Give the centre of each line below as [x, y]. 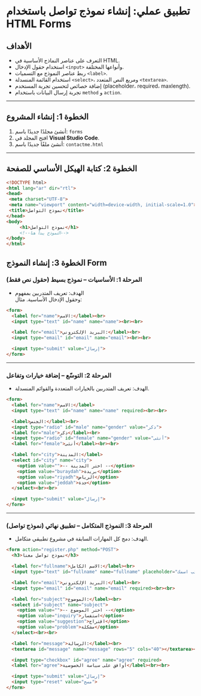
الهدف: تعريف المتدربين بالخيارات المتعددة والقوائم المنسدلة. [82, 388]
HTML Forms [39, 24]
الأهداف [19, 46]
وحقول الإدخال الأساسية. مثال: [48, 299]
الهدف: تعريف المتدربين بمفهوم [49, 293]
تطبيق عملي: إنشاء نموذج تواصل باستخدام [98, 11]
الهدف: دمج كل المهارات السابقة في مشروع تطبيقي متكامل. [81, 539]
